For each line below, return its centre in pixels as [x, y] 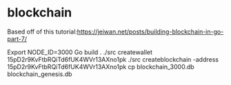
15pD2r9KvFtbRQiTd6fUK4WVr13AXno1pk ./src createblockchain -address [113, 59]
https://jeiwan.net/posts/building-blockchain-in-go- [150, 32]
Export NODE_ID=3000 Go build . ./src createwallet [80, 52]
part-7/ [17, 38]
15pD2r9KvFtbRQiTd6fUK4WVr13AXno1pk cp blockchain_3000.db [101, 66]
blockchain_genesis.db [40, 74]
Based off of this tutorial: [42, 32]
